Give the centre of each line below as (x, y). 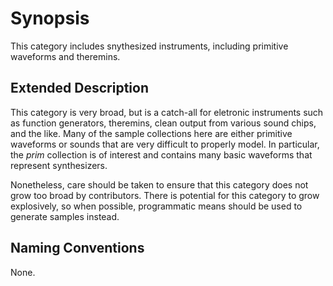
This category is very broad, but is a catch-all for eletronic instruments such (167, 112)
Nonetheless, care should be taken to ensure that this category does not (159, 184)
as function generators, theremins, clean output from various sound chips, (163, 123)
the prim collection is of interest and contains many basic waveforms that (161, 154)
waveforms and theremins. (65, 56)
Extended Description (79, 88)
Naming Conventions (77, 248)
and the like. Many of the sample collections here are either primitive (151, 133)
